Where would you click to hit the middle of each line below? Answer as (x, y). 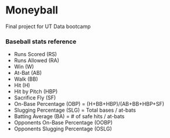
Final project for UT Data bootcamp (48, 26)
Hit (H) (22, 85)
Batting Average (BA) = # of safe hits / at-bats (69, 116)
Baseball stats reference (41, 42)
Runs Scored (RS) (35, 54)
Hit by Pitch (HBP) (36, 92)
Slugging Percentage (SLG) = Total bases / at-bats (75, 110)
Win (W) (24, 67)
